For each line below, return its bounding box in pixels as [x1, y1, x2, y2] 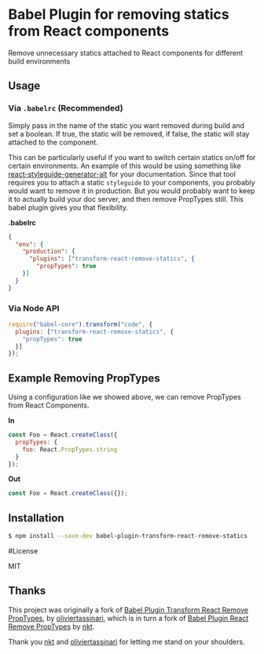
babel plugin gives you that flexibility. [8, 203, 128, 212]
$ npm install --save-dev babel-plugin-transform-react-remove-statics [8, 532, 247, 540]
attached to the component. [8, 137, 98, 147]
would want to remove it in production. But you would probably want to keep [8, 186, 255, 195]
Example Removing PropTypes [8, 371, 160, 385]
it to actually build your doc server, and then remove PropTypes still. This [8, 194, 244, 203]
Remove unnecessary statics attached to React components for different [8, 48, 244, 57]
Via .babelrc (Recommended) [8, 103, 123, 114]
